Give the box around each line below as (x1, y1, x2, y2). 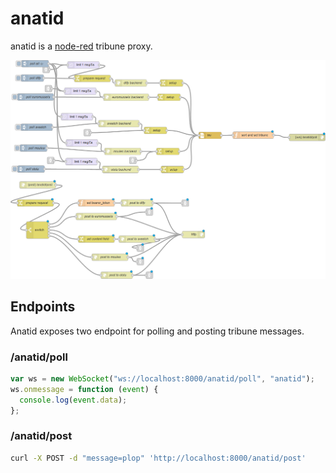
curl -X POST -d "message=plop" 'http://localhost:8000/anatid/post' (10, 453, 307, 463)
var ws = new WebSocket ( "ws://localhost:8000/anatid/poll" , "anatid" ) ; (10, 373, 315, 384)
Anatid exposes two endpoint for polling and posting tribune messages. (10, 325, 305, 337)
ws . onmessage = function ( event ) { (10, 384, 159, 394)
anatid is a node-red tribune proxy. (10, 40, 153, 52)
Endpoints (10, 298, 76, 316)
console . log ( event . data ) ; (19, 395, 128, 405)
